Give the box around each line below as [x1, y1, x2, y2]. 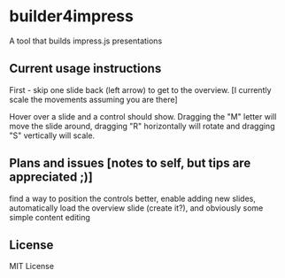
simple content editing [9, 212, 91, 222]
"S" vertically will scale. [9, 130, 96, 141]
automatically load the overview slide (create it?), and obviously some [9, 202, 264, 213]
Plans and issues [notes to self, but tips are [9, 156, 251, 171]
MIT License [9, 261, 55, 272]
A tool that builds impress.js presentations [9, 35, 163, 46]
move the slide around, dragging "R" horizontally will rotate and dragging [9, 120, 275, 131]
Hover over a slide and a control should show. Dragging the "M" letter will [9, 111, 277, 121]
